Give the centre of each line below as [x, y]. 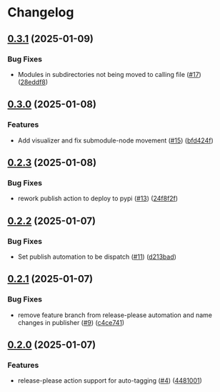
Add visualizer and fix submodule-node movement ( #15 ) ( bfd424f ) [115, 140]
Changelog [41, 12]
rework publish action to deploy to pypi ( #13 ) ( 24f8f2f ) [98, 198]
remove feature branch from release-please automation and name [115, 315]
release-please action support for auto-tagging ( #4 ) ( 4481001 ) [110, 381]
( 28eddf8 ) [33, 82]
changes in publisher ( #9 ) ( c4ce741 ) [71, 322]
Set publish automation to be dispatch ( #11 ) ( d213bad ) [97, 257]
